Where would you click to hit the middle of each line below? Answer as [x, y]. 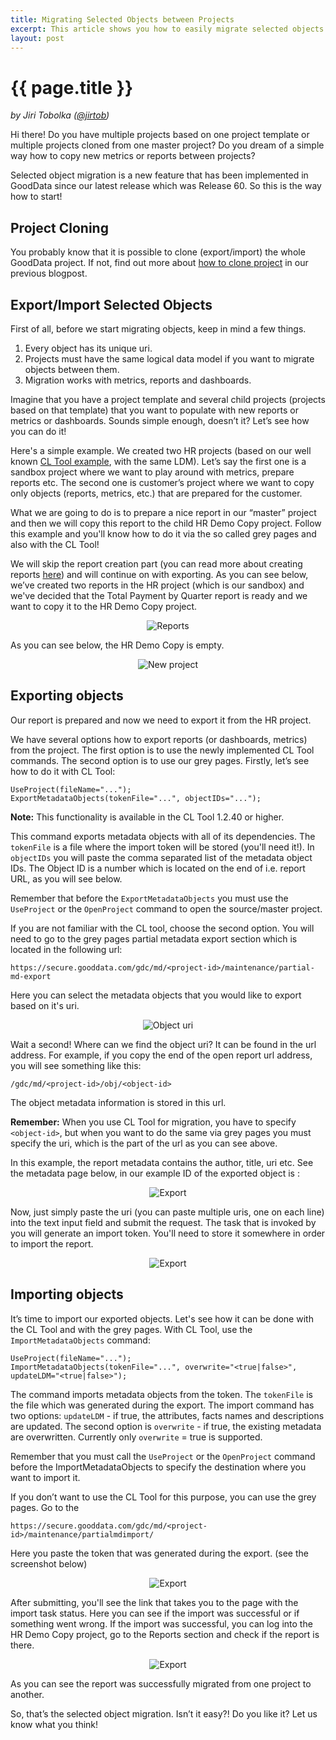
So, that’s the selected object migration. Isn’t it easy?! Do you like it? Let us [164, 1713]
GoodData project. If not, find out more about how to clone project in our [159, 263]
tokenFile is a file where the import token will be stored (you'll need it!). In [162, 847]
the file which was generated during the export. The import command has [162, 1405]
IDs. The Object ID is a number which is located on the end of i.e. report [158, 868]
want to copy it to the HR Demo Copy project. [104, 606]
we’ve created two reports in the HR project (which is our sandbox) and [157, 585]
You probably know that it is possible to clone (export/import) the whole [158, 252]
